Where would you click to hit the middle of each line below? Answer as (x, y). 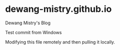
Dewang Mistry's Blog (28, 23)
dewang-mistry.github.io (58, 9)
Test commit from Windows (33, 32)
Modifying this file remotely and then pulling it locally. (60, 42)
